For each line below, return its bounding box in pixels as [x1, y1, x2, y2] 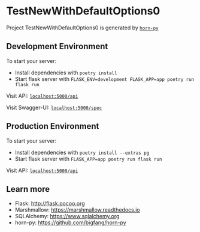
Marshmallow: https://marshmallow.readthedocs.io [14, 206, 140, 213]
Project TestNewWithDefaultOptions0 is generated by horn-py [6, 24, 159, 31]
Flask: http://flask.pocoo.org [14, 200, 85, 207]
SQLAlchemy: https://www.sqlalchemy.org [14, 213, 120, 220]
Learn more [6, 184, 50, 194]
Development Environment [6, 41, 108, 52]
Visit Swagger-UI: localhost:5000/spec [6, 104, 102, 111]
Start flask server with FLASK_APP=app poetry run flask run [14, 155, 162, 162]
